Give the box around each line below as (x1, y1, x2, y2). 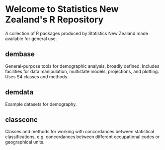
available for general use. (5, 36, 57, 42)
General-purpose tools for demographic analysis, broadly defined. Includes (5, 63, 160, 69)
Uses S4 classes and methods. (5, 73, 69, 80)
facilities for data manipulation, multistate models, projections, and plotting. (5, 68, 159, 74)
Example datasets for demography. (5, 101, 77, 107)
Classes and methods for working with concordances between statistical (5, 129, 155, 135)
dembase (5, 50, 35, 58)
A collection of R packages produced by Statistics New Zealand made (5, 30, 148, 36)
